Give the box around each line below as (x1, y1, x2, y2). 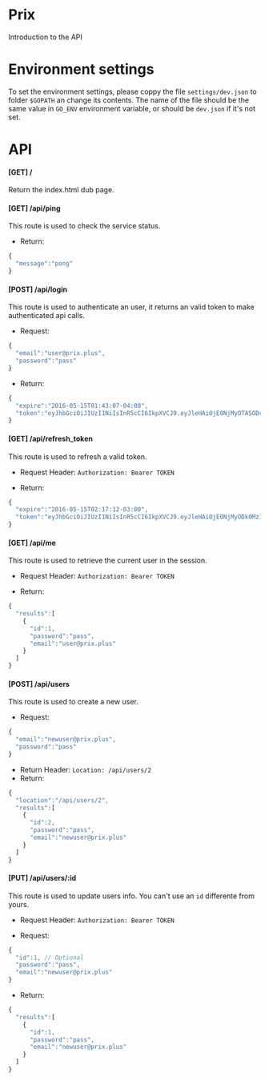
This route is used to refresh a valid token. (8, 451, 147, 462)
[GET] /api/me (8, 538, 56, 547)
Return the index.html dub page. (8, 185, 114, 195)
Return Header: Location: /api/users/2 (19, 764, 152, 774)
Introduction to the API (8, 32, 82, 42)
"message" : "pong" (15, 260, 74, 268)
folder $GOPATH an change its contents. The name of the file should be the (8, 95, 250, 105)
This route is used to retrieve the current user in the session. (8, 555, 208, 566)
